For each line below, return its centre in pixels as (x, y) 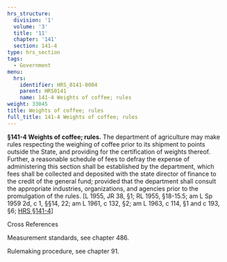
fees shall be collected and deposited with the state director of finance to (112, 174)
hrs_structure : (29, 14)
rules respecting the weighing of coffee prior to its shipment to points (106, 144)
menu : (15, 72)
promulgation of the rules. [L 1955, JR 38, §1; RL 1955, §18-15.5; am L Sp (110, 196)
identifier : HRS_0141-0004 (59, 85)
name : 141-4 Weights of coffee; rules (76, 98)
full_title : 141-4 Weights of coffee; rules (73, 117)
